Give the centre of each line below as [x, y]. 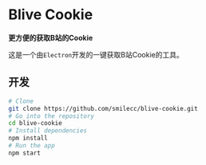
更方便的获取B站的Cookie [51, 37]
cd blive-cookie [35, 124]
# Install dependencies [48, 131]
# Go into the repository [51, 116]
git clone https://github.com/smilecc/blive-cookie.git [103, 108]
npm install [28, 138]
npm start [25, 153]
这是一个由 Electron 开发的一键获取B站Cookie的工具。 [96, 54]
